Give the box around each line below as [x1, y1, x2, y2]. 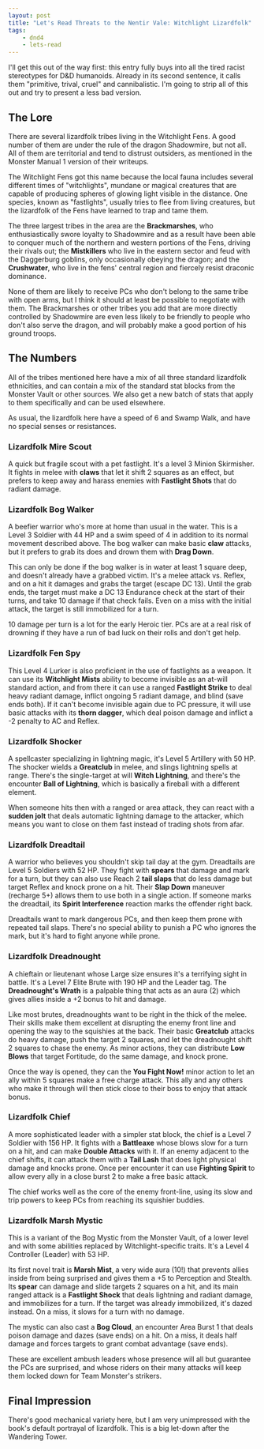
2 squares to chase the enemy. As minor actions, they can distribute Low [8, 1043, 245, 1052]
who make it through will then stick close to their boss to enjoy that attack [8, 1083, 247, 1093]
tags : [8, 26, 26, 34]
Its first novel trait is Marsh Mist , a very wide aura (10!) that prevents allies [8, 1265, 250, 1274]
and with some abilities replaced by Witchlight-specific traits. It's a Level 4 [8, 1241, 250, 1251]
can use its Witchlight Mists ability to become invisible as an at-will [8, 674, 229, 683]
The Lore [8, 111, 53, 124]
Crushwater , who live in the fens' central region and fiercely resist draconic [8, 262, 255, 273]
